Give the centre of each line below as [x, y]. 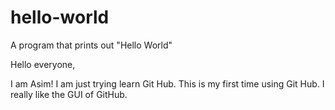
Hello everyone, [43, 64]
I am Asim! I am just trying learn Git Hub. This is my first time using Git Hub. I [167, 83]
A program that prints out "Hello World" [91, 45]
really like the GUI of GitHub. [69, 94]
